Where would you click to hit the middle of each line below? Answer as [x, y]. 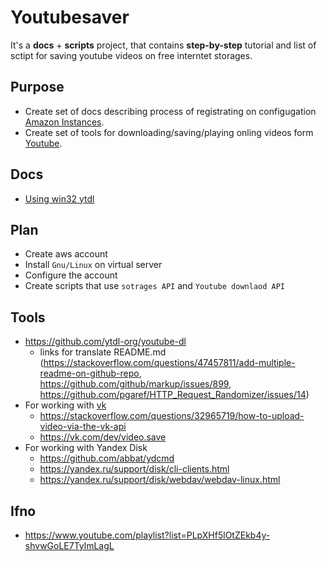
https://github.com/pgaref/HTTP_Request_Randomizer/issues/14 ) [174, 395]
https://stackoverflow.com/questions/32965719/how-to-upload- [172, 416]
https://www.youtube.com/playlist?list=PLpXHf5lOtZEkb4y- [147, 535]
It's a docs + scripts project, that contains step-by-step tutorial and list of [163, 45]
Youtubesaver [70, 17]
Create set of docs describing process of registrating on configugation [170, 111]
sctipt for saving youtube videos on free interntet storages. [131, 55]
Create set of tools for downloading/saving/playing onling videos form [169, 132]
